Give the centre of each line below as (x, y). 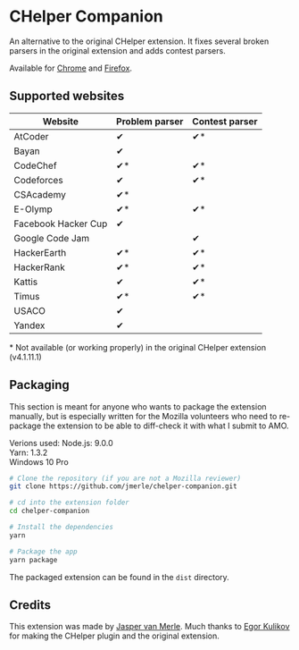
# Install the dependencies (62, 528)
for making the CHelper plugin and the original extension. (115, 636)
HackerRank (39, 267)
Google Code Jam (52, 238)
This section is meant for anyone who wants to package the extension (138, 406)
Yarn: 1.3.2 (29, 452)
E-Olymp (33, 209)
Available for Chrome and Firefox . (71, 68)
